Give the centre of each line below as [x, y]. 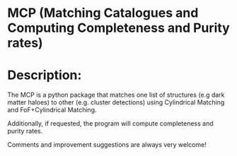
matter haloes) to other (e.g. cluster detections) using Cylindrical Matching [116, 102]
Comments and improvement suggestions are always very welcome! [107, 145]
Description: [45, 75]
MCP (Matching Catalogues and [103, 13]
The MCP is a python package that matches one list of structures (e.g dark [116, 95]
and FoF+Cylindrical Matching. [52, 110]
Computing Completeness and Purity [118, 28]
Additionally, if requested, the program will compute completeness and [110, 124]
